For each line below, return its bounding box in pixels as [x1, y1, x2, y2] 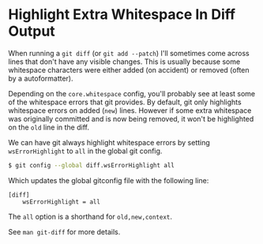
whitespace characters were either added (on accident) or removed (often [8, 65, 250, 74]
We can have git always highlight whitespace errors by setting [8, 137, 211, 147]
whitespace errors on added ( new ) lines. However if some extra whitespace [8, 105, 252, 115]
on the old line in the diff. [8, 122, 89, 132]
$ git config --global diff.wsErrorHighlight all [8, 161, 175, 169]
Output [8, 22, 55, 40]
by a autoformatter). [8, 73, 73, 83]
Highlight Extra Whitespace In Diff [8, 6, 235, 24]
